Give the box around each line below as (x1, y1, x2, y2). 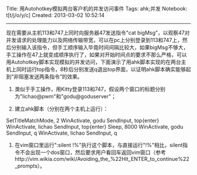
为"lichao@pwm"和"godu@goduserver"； (14, 93, 117, 99)
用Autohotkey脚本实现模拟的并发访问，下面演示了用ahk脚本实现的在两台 (6, 59, 181, 66)
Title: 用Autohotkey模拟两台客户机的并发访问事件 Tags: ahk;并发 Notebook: (6, 5, 188, 12)
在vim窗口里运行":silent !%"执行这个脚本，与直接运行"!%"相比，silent (14, 142, 183, 148)
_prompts (14, 163, 38, 169)
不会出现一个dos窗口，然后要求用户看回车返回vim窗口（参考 (19, 149, 166, 156)
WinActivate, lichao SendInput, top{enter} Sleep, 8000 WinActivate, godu (6, 123, 184, 130)
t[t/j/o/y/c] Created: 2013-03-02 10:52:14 (6, 12, 105, 19)
